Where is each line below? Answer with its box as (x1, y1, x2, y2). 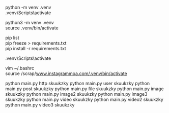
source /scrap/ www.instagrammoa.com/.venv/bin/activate (5, 70, 127, 77)
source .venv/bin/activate (5, 25, 59, 31)
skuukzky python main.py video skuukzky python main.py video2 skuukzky (5, 96, 164, 102)
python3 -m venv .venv (5, 20, 54, 25)
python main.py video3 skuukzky (5, 102, 75, 108)
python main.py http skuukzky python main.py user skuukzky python (5, 81, 150, 86)
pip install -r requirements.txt (5, 46, 66, 51)
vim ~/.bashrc (5, 65, 35, 71)
